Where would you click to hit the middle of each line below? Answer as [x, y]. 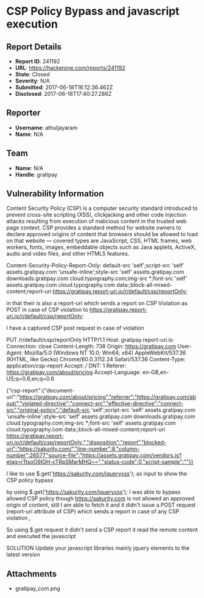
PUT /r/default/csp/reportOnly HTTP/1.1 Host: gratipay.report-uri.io [90, 340]
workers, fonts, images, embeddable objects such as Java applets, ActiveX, [101, 247]
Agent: [15, 353]
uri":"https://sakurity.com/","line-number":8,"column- [73, 449]
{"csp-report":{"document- [40, 391]
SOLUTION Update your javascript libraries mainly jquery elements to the [98, 548]
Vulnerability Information [55, 194]
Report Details [34, 47]
